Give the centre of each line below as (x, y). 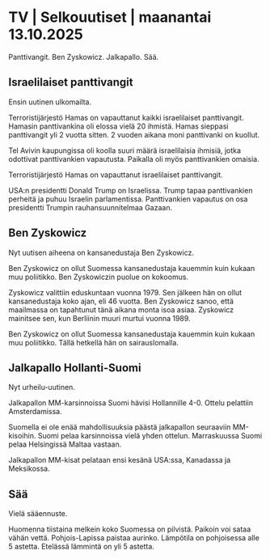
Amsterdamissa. (35, 412)
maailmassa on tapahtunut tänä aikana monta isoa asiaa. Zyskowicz (121, 309)
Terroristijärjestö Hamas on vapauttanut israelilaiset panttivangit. (116, 175)
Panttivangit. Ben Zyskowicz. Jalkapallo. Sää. (84, 57)
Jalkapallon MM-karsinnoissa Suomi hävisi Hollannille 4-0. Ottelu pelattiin (131, 403)
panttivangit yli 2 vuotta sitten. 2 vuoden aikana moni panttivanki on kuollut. (134, 134)
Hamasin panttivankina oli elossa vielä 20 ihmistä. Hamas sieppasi (118, 126)
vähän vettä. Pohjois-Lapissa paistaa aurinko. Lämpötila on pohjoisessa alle (134, 538)
